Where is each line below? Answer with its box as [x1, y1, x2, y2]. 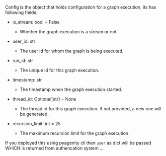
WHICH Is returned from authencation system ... [5, 145, 104, 151]
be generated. [19, 111, 49, 117]
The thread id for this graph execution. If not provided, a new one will [19, 106, 162, 111]
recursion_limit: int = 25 [12, 121, 61, 126]
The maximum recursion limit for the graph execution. [19, 130, 130, 136]
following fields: [5, 9, 38, 15]
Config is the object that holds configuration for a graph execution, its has [5, 4, 157, 10]
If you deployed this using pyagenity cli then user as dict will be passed [5, 140, 152, 146]
